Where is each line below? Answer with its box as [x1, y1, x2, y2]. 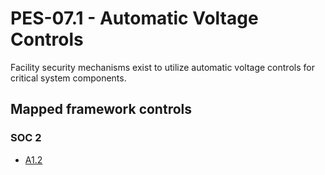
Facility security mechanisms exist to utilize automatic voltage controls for [10, 61, 315, 73]
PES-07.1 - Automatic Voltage [10, 7, 259, 30]
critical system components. [10, 72, 127, 84]
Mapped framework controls [10, 101, 193, 118]
